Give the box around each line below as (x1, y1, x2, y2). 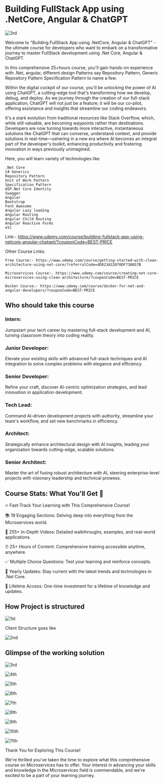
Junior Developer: (5, 344, 49, 351)
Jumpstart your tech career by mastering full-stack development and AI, (5, 327, 151, 333)
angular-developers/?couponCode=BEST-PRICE (5, 288, 95, 293)
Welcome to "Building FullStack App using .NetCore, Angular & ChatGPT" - (5, 39, 156, 45)
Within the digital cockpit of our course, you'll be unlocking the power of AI (5, 84, 157, 90)
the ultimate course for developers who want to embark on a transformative (5, 45, 158, 50)
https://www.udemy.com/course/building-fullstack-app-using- (18, 234, 144, 240)
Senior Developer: (5, 373, 49, 380)
